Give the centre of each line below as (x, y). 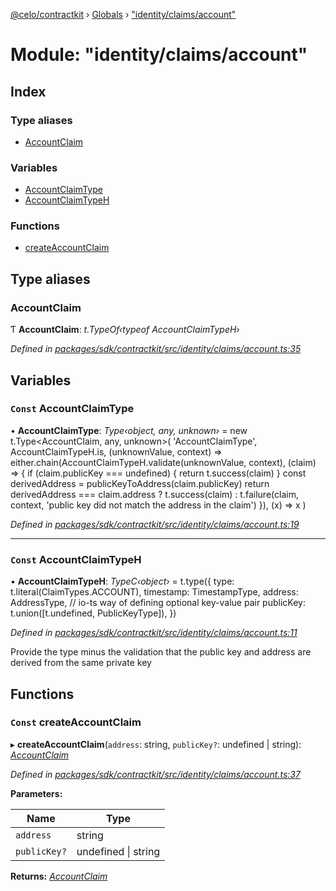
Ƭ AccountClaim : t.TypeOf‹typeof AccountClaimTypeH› (125, 330)
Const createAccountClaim (76, 722)
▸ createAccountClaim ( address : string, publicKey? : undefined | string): (156, 744)
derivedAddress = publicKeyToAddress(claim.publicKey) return (140, 483)
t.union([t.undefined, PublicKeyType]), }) (93, 613)
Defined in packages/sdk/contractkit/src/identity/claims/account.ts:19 (155, 524)
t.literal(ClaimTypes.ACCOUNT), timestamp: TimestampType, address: (154, 592)
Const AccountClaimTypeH (76, 559)
